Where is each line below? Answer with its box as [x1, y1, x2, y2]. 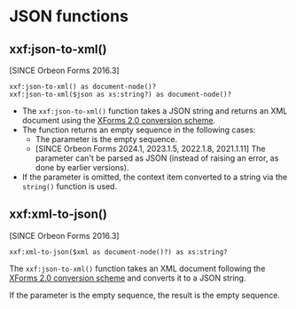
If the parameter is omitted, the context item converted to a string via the [21, 171, 288, 182]
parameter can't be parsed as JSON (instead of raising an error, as [35, 153, 279, 163]
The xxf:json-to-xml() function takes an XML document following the [9, 263, 266, 273]
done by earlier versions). [35, 162, 129, 172]
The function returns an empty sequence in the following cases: [21, 124, 256, 135]
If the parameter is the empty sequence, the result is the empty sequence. [9, 289, 281, 300]
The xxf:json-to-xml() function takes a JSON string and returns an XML [21, 106, 288, 116]
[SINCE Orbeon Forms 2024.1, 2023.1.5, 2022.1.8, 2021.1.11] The [35, 144, 266, 154]
